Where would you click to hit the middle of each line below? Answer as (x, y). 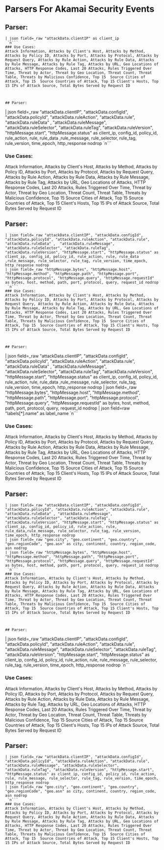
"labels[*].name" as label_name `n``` (42, 413)
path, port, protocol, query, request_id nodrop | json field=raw (68, 408)
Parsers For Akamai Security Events (80, 9)
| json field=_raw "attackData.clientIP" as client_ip (62, 38)
